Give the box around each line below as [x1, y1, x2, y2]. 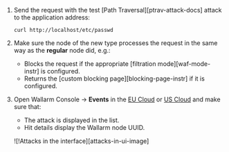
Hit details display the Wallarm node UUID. [24, 124, 145, 131]
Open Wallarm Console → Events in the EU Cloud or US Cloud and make [13, 95, 221, 103]
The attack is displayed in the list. [24, 116, 120, 124]
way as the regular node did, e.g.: [13, 47, 111, 54]
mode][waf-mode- [157, 60, 211, 68]
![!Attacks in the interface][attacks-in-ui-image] [13, 137, 149, 145]
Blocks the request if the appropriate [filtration [24, 60, 156, 68]
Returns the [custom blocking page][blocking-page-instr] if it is [24, 74, 205, 83]
